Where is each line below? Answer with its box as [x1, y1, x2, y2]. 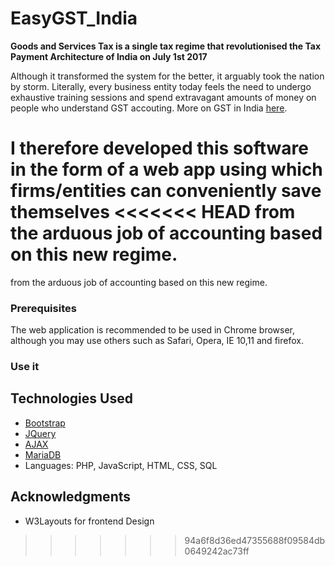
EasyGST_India [10, 7, 138, 30]
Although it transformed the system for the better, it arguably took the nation [10, 70, 325, 82]
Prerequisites [10, 301, 77, 315]
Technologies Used [10, 390, 133, 407]
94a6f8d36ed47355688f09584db [184, 534, 326, 546]
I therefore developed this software [10, 137, 309, 160]
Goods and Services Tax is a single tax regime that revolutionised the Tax [10, 40, 322, 52]
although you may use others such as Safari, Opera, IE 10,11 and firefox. [10, 335, 304, 347]
